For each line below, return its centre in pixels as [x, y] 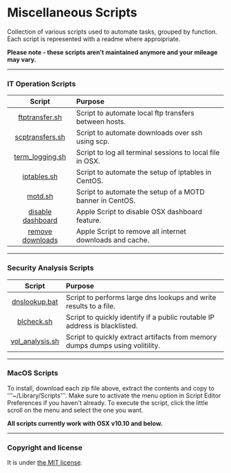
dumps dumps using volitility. [113, 345]
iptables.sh [40, 176]
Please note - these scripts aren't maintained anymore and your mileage [112, 52]
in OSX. [88, 161]
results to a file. [90, 305]
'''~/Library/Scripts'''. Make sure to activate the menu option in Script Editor [114, 395]
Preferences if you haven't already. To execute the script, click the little [108, 402]
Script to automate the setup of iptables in [144, 172]
